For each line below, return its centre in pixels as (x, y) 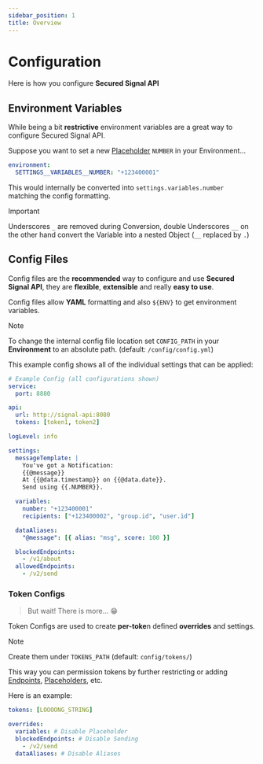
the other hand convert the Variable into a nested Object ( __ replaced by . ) (129, 234)
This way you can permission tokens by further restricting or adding (118, 672)
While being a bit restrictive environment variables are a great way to (121, 127)
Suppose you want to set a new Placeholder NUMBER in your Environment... (127, 151)
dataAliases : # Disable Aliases (68, 753)
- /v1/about (42, 559)
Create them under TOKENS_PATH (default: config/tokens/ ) (100, 657)
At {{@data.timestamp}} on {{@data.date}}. (95, 480)
